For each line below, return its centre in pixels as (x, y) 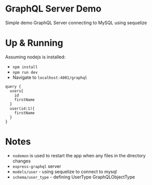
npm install (25, 67)
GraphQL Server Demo (53, 9)
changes (22, 161)
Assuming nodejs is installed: (35, 57)
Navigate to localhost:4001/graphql (50, 77)
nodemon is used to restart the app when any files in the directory (79, 155)
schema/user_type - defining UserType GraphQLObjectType (73, 177)
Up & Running (34, 43)
